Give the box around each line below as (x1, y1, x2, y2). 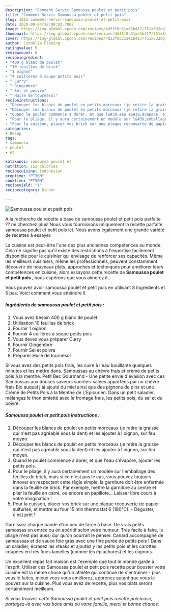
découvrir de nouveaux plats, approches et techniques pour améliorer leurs (5, 264, 164, 270)
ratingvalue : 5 (5, 45, 38, 51)
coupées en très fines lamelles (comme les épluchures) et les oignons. (5, 548, 154, 554)
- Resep (5, 131, 22, 136)
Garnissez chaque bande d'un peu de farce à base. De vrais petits (5, 521, 144, 527)
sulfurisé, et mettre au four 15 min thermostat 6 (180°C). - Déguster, (12, 506, 155, 512)
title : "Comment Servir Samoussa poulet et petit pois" (5, 12, 126, 17)
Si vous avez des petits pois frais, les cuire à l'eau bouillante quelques (5, 362, 152, 368)
